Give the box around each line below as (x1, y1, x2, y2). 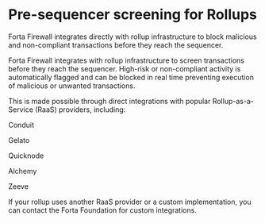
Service (8, 105, 34, 114)
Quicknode (8, 151, 44, 160)
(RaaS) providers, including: (34, 105, 126, 114)
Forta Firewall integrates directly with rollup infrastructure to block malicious (8, 32, 257, 41)
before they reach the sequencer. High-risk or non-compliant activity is (8, 63, 241, 73)
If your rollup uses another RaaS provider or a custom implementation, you (8, 197, 252, 206)
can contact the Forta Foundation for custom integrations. (8, 205, 197, 215)
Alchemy (8, 166, 37, 175)
